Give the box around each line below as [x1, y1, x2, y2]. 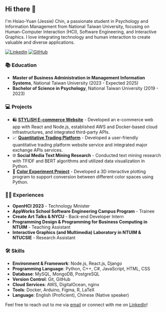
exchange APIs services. [12, 147, 63, 153]
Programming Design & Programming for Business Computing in [12, 219, 148, 225]
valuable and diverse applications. [5, 39, 75, 45]
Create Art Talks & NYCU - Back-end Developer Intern [12, 213, 124, 219]
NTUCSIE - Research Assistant [12, 234, 76, 240]
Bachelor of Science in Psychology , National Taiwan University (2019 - [12, 85, 159, 91]
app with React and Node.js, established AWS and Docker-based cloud [12, 124, 158, 130]
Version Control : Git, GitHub [12, 276, 71, 282]
